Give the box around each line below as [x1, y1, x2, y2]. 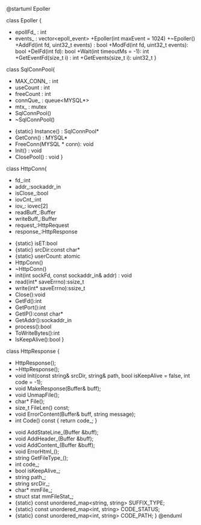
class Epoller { [6, 17, 42, 24]
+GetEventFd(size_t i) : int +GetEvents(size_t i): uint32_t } [14, 54, 156, 61]
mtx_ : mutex [14, 103, 47, 110]
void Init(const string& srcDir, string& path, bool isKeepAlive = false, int [14, 372, 191, 379]
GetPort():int [14, 304, 46, 311]
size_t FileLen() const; [14, 404, 70, 411]
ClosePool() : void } [14, 153, 63, 161]
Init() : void [14, 147, 42, 154]
